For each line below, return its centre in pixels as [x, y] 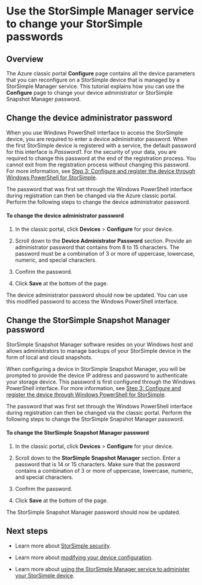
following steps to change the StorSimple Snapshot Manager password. [95, 419]
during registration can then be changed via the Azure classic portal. [91, 195]
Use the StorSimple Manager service [100, 11]
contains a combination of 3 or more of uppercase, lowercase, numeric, [104, 471]
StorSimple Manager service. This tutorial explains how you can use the [95, 86]
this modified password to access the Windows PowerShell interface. [92, 302]
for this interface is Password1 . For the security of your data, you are [91, 151]
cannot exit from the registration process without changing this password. [98, 165]
